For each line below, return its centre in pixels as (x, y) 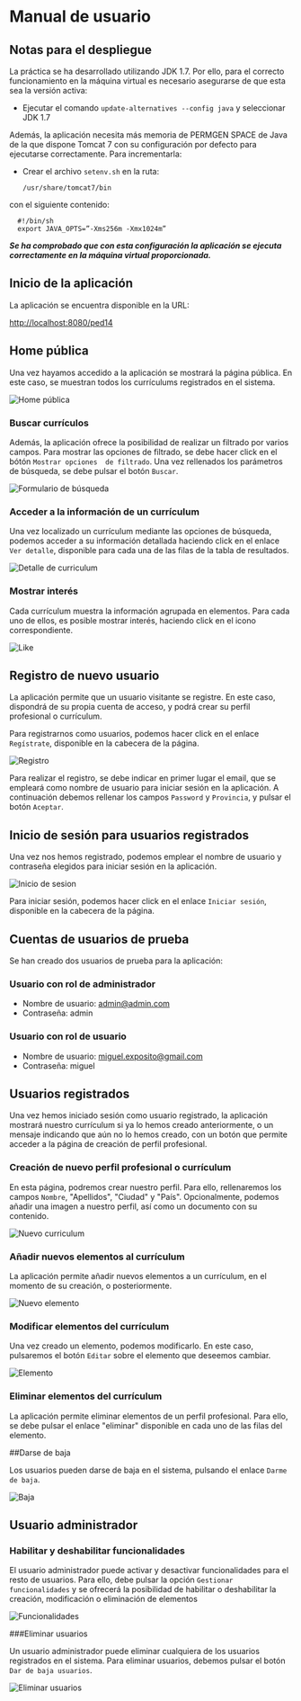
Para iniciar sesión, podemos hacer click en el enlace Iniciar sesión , (138, 901)
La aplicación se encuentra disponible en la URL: (100, 305)
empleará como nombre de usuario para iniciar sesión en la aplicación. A (144, 788)
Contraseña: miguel (59, 1065)
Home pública (49, 351)
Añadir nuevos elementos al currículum (97, 1257)
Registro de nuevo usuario (84, 675)
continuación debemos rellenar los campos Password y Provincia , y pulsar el (150, 797)
